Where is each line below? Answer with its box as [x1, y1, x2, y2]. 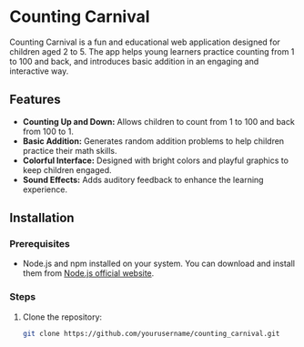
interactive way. [9, 66, 69, 77]
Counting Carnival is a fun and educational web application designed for [9, 36, 280, 47]
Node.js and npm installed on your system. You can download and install [22, 258, 296, 270]
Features [9, 92, 61, 107]
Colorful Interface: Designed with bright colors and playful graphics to [22, 155, 289, 166]
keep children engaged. [22, 164, 112, 175]
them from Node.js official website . [22, 268, 155, 279]
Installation [9, 210, 75, 226]
